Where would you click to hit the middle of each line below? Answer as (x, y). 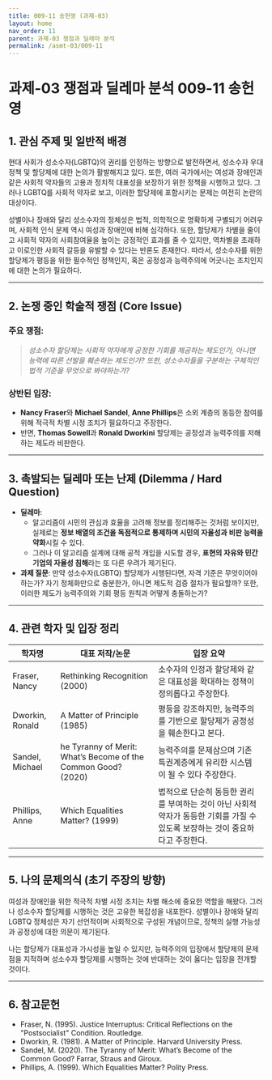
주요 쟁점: (26, 331)
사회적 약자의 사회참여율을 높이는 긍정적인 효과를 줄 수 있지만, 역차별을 (128, 240)
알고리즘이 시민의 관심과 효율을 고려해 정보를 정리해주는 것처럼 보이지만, (146, 522)
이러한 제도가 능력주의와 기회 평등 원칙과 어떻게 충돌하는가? (114, 593)
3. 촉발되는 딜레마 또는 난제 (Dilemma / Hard (115, 478)
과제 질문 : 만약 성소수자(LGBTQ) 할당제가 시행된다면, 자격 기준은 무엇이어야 (139, 572)
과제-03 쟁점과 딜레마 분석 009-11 (117, 89)
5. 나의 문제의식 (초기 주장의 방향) (87, 880)
